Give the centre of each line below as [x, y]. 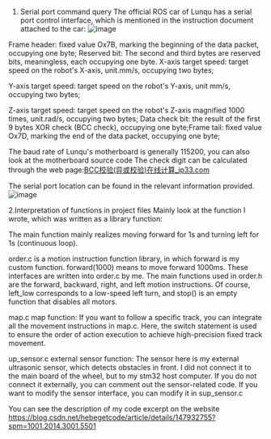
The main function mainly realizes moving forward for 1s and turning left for [134, 234]
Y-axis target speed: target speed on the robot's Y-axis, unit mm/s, [119, 86]
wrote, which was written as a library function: [86, 219]
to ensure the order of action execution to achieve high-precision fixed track [135, 334]
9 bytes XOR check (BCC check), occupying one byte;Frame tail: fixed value [135, 127]
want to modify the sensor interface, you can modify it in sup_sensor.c [126, 393]
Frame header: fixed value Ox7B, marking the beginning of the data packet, [134, 44]
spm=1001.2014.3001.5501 [52, 426]
